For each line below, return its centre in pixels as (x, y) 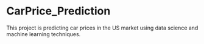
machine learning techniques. (44, 34)
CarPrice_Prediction (58, 11)
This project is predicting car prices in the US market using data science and (102, 28)
